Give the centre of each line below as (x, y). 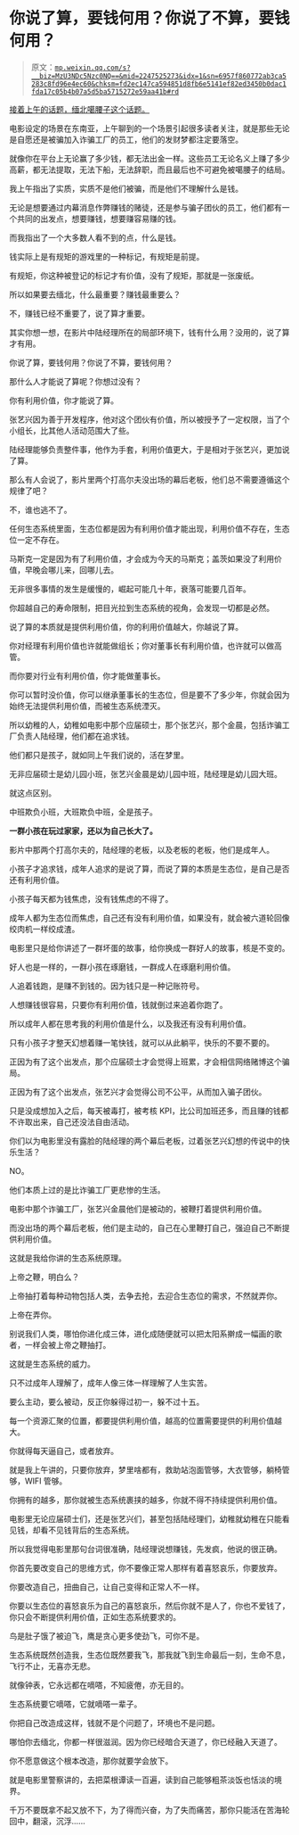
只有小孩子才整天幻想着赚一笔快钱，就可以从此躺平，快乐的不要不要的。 (141, 1042)
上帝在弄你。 (32, 1314)
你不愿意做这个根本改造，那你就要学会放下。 (91, 1761)
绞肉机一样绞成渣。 (44, 929)
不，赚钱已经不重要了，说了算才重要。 (79, 313)
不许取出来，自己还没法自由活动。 (72, 1121)
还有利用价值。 (36, 880)
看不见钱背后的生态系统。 (87, 1530)
